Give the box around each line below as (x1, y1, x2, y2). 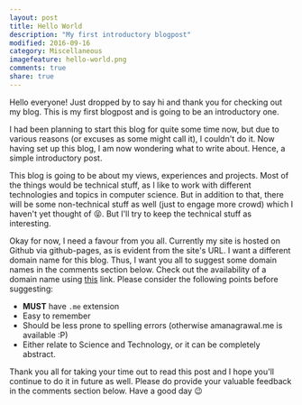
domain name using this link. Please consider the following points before (9, 273, 279, 284)
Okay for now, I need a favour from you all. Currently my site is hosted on (9, 235, 281, 246)
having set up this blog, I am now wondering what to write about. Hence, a (9, 143, 286, 153)
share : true (9, 72, 54, 81)
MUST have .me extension (22, 300, 120, 311)
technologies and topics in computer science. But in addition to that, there (9, 189, 284, 199)
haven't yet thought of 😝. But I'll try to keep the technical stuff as (9, 208, 252, 219)
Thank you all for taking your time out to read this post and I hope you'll (9, 366, 275, 377)
